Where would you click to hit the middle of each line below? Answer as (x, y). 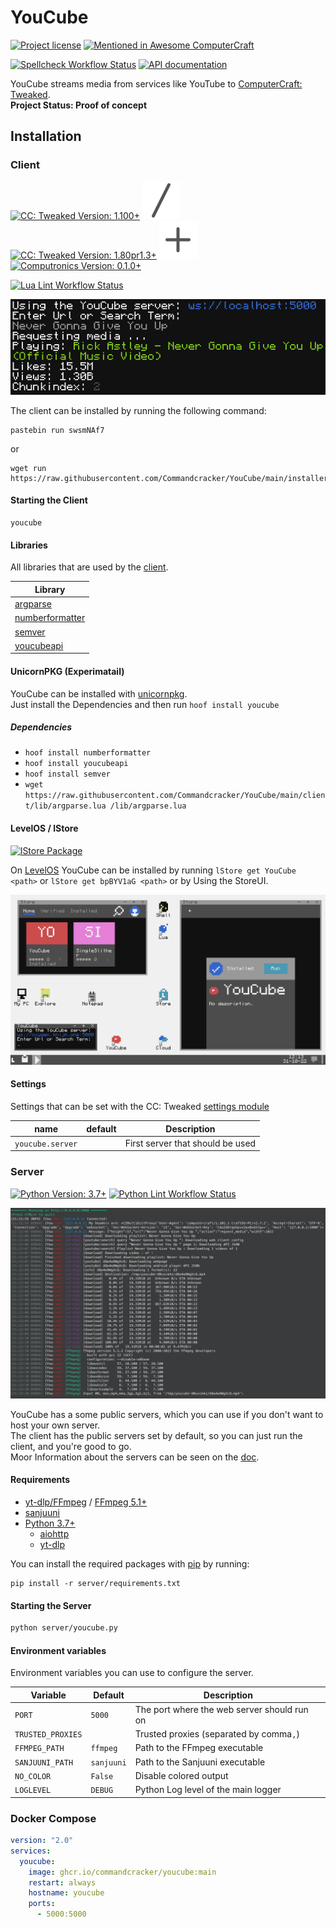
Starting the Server (51, 1605)
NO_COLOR (33, 1776)
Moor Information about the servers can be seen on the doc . (135, 1457)
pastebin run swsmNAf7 (57, 430)
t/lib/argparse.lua (65, 806)
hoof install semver (67, 774)
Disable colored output (181, 1775)
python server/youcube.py (64, 1628)
